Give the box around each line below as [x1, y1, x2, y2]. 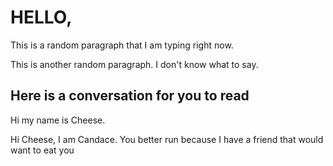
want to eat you [10, 144, 75, 156]
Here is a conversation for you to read [10, 87, 250, 105]
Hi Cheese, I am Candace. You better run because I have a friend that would [10, 133, 324, 145]
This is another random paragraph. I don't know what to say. [10, 58, 259, 70]
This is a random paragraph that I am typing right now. [10, 39, 234, 51]
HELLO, [10, 6, 73, 29]
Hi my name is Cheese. [10, 114, 106, 126]
